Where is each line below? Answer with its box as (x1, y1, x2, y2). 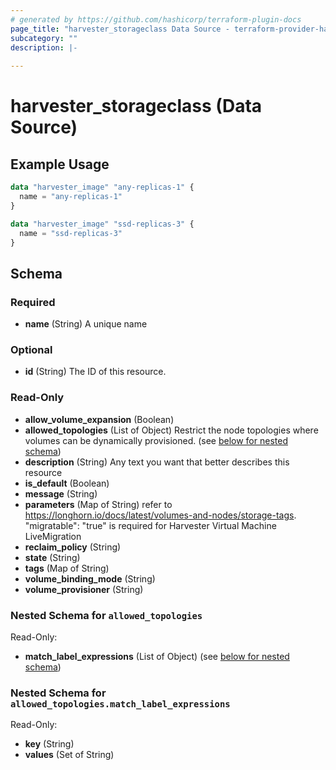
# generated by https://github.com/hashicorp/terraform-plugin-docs (10, 14, 302, 25)
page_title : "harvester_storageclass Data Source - (10, 24, 230, 34)
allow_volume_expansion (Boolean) (24, 413, 175, 425)
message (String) (24, 487, 98, 500)
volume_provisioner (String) (24, 583, 144, 595)
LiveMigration (24, 530, 82, 542)
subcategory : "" (10, 33, 78, 43)
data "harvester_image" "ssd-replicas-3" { (10, 219, 195, 229)
